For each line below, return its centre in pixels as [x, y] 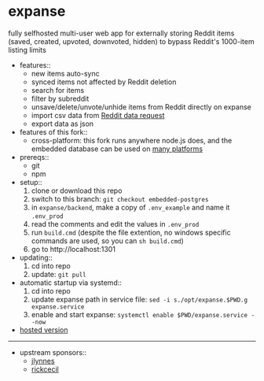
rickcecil [45, 369]
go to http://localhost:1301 [73, 249]
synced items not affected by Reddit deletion [104, 82]
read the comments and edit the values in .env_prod [115, 224]
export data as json [62, 124]
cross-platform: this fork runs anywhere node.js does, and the [132, 140]
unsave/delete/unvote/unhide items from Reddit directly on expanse [141, 107]
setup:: [31, 182]
